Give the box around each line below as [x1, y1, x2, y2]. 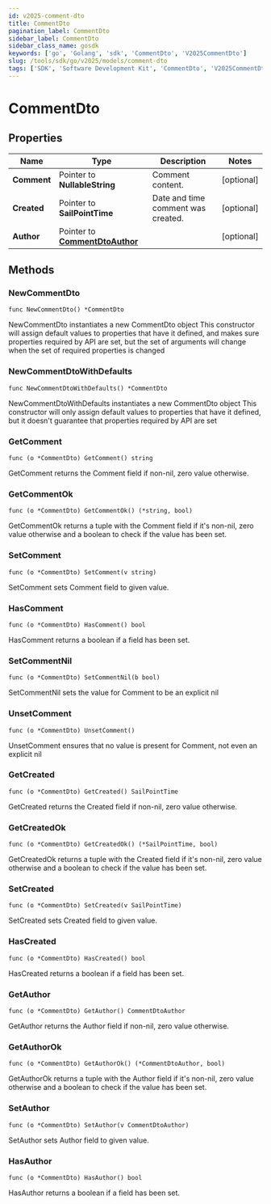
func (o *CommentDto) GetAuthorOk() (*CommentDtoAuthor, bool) [8, 1060, 226, 1068]
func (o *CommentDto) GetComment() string [8, 454, 153, 463]
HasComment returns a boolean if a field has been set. [8, 635, 190, 644]
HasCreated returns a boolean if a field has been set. [8, 968, 184, 978]
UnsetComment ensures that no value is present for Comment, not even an [8, 741, 258, 750]
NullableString [59, 179, 115, 190]
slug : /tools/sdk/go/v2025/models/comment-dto [8, 57, 168, 65]
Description [160, 155, 206, 167]
